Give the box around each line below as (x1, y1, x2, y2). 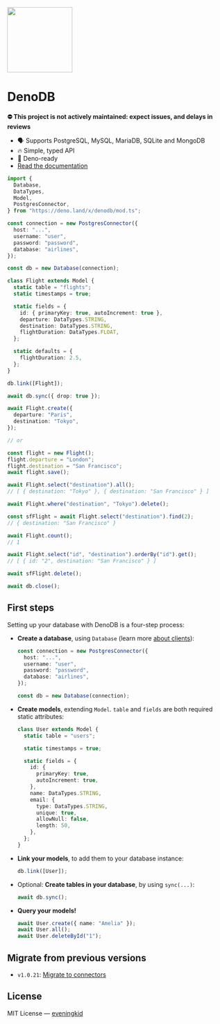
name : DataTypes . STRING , (30, 789, 102, 796)
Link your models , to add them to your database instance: (17, 854, 184, 862)
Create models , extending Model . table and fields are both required (17, 704, 213, 713)
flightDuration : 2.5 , (19, 354, 82, 361)
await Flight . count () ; (7, 532, 73, 539)
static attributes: (17, 712, 65, 720)
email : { (30, 796, 56, 803)
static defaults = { (13, 348, 73, 355)
